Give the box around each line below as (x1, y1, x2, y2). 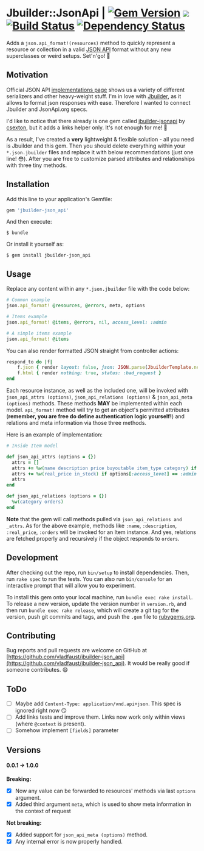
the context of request (15, 808, 71, 815)
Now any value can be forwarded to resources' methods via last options (15, 787, 196, 794)
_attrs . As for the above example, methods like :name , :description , (6, 522, 177, 529)
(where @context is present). (15, 720, 86, 728)
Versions (6, 744, 41, 755)
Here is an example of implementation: (6, 431, 103, 438)
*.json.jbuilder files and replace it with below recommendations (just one (6, 148, 194, 155)
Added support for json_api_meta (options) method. (15, 831, 148, 838)
